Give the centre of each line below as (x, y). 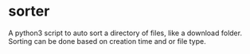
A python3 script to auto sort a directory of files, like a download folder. (125, 33)
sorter (29, 11)
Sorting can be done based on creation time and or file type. (107, 41)
